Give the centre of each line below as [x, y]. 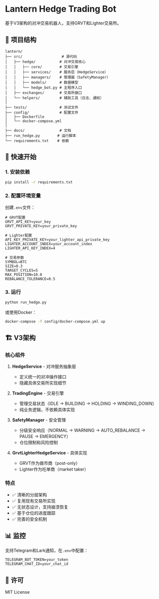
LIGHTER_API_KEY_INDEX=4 [30, 248]
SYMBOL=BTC [16, 262]
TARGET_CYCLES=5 [21, 270]
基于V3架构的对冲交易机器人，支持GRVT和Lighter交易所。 [63, 23]
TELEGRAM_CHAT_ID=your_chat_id [37, 564]
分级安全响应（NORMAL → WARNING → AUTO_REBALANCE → [82, 430]
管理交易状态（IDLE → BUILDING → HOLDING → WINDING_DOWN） [88, 404]
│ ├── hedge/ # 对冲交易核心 [45, 62]
